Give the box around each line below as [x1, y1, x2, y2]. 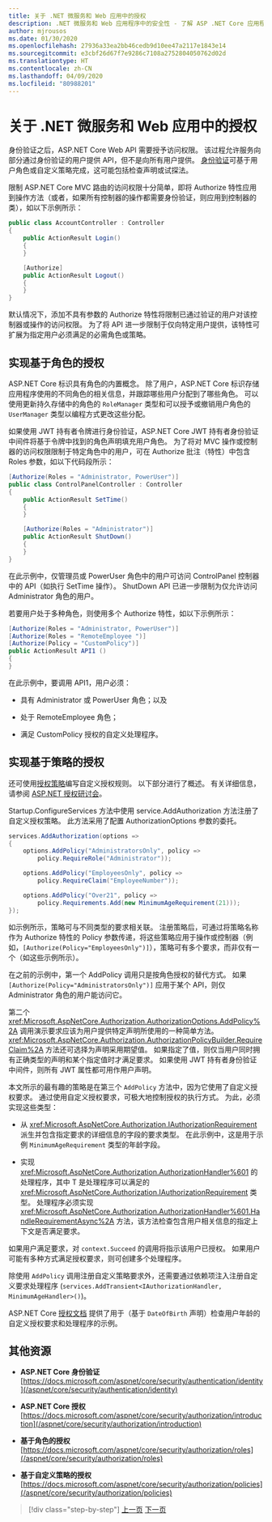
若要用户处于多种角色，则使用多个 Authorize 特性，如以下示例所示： [8, 608, 236, 618]
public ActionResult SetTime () [23, 495, 129, 504]
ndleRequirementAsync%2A [19, 1216, 115, 1226]
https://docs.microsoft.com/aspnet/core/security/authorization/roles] [23, 1445, 253, 1455]
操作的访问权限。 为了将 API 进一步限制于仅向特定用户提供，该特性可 [29, 320, 261, 329]
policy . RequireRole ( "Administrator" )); [37, 855, 172, 863]
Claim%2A [8, 1044, 45, 1054]
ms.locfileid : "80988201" [8, 79, 96, 87]
